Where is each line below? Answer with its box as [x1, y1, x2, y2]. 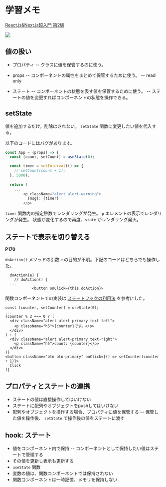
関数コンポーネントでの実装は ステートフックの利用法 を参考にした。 [5, 295, 148, 301]
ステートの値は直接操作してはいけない [12, 396, 91, 402]
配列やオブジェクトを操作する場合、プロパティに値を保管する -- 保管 [12, 409, 155, 415]
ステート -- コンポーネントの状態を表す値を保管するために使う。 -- [12, 88, 151, 94]
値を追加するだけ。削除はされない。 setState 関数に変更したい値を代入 [5, 123, 152, 129]
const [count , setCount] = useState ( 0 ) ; [9, 154, 95, 160]
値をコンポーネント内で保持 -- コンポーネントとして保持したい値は [12, 445, 151, 451]
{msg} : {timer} [27, 196, 59, 201]
